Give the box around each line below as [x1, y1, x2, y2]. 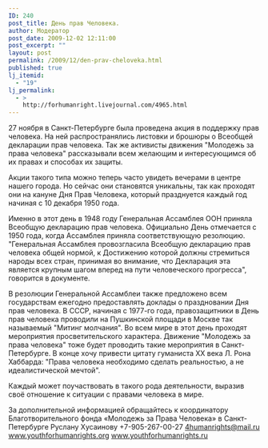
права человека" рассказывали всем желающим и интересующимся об [8, 149, 257, 159]
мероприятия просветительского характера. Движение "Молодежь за [8, 332, 251, 341]
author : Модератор [8, 26, 70, 34]
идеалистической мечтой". [8, 365, 101, 375]
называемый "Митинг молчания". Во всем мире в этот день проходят [8, 323, 248, 333]
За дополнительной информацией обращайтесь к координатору [8, 406, 229, 415]
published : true [8, 64, 62, 72]
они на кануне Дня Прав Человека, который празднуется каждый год [8, 190, 247, 200]
